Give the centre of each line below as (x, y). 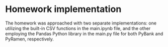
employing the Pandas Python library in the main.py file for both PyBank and (84, 33)
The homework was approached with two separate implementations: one (81, 23)
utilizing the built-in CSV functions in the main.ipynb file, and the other (78, 28)
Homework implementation (63, 9)
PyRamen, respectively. (30, 39)
